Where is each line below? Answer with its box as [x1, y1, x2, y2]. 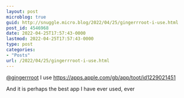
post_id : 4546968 [6, 25, 49, 31]
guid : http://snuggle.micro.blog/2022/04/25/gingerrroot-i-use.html [6, 19, 179, 25]
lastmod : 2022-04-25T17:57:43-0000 [6, 36, 94, 42]
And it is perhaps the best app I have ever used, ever [6, 85, 135, 92]
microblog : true [6, 14, 46, 20]
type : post [6, 42, 33, 48]
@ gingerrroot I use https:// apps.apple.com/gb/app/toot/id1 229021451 [6, 74, 176, 81]
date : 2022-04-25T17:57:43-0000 [6, 31, 86, 36]
